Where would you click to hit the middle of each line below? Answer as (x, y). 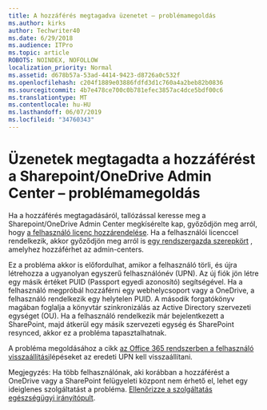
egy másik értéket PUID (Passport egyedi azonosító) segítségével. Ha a (126, 281)
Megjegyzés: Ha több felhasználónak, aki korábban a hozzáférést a (119, 372)
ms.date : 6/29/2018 (41, 38)
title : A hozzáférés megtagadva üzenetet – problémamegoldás (112, 16)
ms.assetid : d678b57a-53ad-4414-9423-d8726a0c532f (94, 75)
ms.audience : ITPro (41, 46)
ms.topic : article (39, 53)
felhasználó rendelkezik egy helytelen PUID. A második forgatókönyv (122, 299)
